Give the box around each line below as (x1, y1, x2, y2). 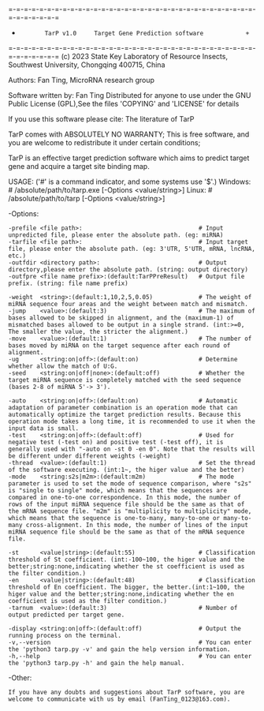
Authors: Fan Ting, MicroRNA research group (8, 76, 155, 84)
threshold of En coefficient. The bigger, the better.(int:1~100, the (8, 583, 245, 591)
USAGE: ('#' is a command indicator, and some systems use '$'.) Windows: (8, 177, 251, 186)
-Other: (8, 673, 32, 683)
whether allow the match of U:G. (8, 362, 118, 370)
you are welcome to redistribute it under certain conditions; (8, 138, 201, 147)
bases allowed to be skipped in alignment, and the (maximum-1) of (8, 314, 235, 322)
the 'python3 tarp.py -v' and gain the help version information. (8, 646, 231, 653)
